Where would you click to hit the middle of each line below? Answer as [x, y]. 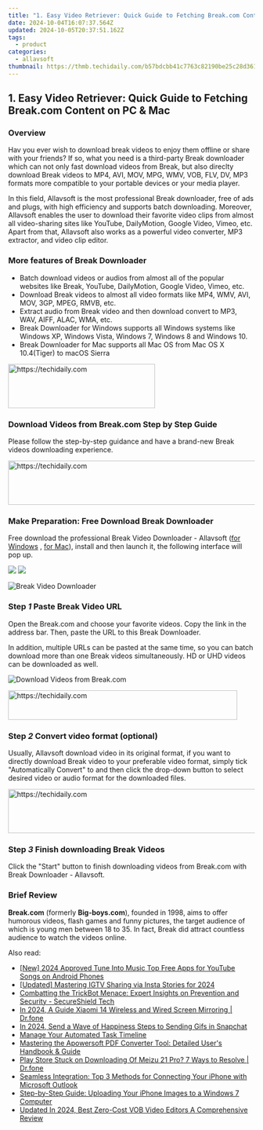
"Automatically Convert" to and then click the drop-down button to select [126, 770]
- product [31, 45]
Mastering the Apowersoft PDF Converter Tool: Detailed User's [121, 1043]
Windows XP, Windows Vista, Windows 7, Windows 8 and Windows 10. [133, 336]
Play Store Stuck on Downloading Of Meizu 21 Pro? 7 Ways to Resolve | [134, 1059]
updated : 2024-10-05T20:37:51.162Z [66, 30]
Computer [36, 1101]
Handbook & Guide [50, 1051]
